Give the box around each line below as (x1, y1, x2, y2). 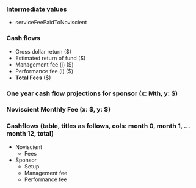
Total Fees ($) (15, 74, 51, 81)
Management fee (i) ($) (15, 60, 74, 68)
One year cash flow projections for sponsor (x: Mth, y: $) (6, 89, 178, 98)
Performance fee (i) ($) (15, 67, 74, 74)
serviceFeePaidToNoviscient (15, 19, 87, 26)
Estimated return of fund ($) (15, 54, 86, 62)
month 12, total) (6, 129, 54, 138)
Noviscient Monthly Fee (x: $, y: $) (6, 106, 111, 114)
